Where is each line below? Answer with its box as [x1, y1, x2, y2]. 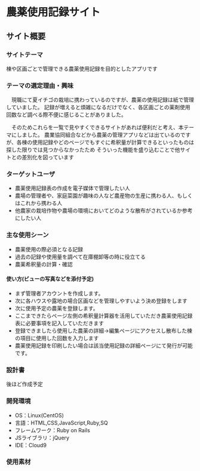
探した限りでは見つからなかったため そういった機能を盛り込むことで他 [6, 146, 180, 153]
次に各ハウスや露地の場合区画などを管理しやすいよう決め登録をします [14, 297, 188, 304]
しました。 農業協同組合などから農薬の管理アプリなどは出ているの [16, 131, 180, 138]
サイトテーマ [6, 50, 44, 59]
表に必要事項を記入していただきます [14, 319, 104, 327]
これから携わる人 [20, 199, 63, 207]
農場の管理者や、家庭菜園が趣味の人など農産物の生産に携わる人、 [14, 192, 177, 199]
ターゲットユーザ [6, 170, 56, 178]
